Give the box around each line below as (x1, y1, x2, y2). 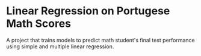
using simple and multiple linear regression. (6, 43, 114, 50)
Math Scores (6, 17, 71, 30)
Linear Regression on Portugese (6, 4, 170, 18)
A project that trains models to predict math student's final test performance (6, 36, 196, 43)
